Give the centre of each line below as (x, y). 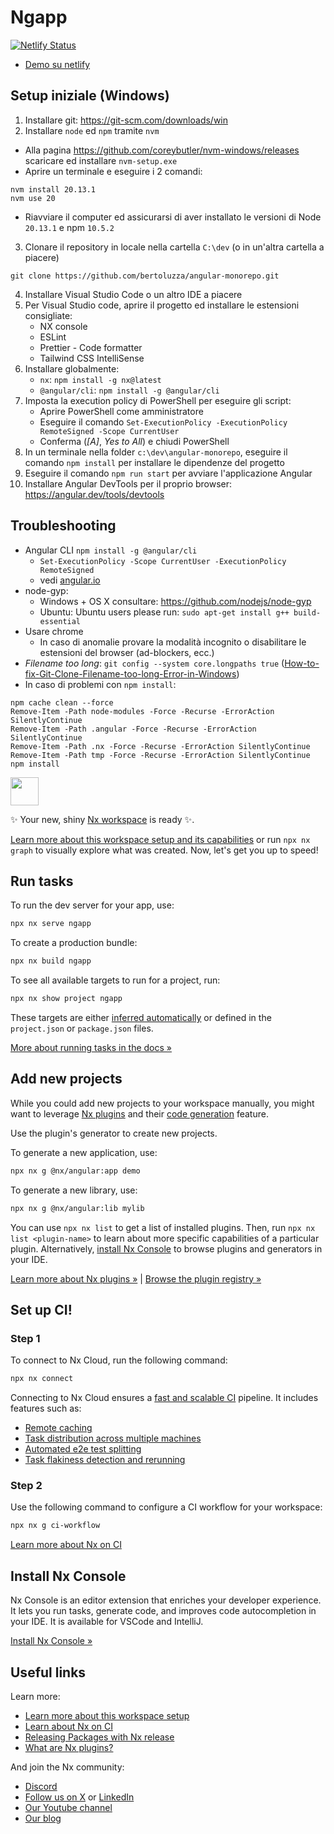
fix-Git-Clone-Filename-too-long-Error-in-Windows (130, 673)
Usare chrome (54, 631)
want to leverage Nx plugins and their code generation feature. (139, 1113)
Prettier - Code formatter (91, 347)
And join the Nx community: (67, 1767)
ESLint (53, 337)
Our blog (43, 1818)
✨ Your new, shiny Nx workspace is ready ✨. (102, 819)
